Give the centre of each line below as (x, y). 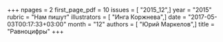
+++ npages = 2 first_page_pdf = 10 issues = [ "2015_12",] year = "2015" (109, 10)
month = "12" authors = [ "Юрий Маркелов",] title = (141, 24)
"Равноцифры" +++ (35, 31)
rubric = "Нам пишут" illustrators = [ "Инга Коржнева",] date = (97, 17)
